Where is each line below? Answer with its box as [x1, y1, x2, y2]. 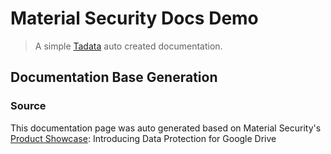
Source [10, 99, 47, 113]
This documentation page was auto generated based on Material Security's [10, 122, 322, 134]
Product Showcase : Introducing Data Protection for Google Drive [10, 132, 277, 144]
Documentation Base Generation [10, 69, 218, 86]
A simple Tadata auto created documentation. [34, 40, 223, 52]
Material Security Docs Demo [10, 7, 259, 30]
